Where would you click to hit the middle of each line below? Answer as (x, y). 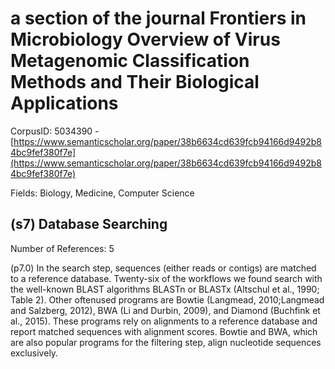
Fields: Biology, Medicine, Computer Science (102, 193)
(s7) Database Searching (89, 224)
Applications (64, 103)
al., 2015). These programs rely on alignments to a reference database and (164, 321)
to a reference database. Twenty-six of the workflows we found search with (166, 278)
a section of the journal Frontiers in (158, 18)
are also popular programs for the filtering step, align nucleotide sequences (166, 342)
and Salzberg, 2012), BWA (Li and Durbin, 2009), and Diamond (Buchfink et (165, 310)
